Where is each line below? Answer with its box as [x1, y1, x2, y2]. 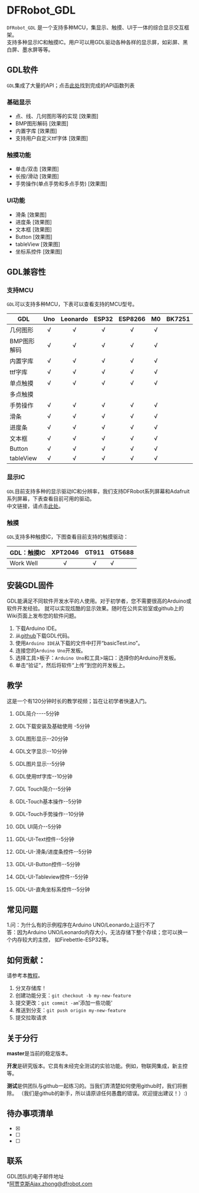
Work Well [9, 559, 38, 567]
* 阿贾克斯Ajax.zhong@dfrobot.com [6, 1180, 93, 1187]
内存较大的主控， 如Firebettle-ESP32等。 [11, 936, 112, 943]
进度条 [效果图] [15, 218, 52, 225]
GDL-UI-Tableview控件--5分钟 [15, 873, 89, 880]
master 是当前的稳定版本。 [6, 1049, 71, 1057]
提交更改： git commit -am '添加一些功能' [15, 999, 113, 1006]
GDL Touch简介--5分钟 [15, 785, 71, 792]
